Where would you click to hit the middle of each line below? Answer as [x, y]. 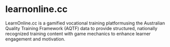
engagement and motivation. [35, 39]
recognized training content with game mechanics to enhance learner [78, 33]
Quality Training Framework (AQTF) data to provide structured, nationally [81, 28]
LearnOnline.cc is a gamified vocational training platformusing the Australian [85, 23]
